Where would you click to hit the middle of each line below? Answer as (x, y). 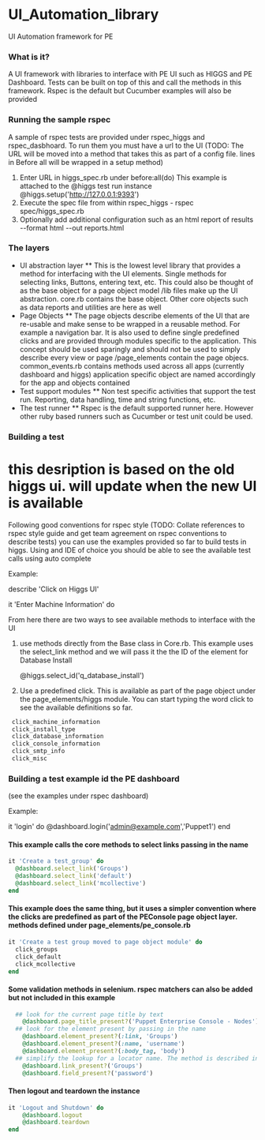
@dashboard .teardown (56, 1123)
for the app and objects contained (75, 382)
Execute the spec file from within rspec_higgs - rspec (106, 202)
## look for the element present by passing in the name (111, 1029)
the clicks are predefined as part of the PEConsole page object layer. (123, 917)
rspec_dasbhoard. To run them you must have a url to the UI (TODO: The (126, 145)
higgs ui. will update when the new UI (132, 486)
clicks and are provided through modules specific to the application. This (138, 340)
